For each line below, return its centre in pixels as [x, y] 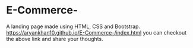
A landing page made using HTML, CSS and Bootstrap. [73, 26]
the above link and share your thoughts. [55, 39]
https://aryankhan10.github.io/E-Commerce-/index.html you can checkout [96, 32]
